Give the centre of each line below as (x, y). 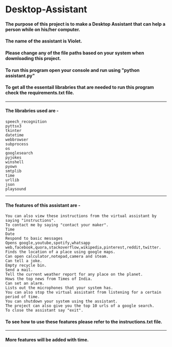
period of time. (23, 297)
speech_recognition (26, 122)
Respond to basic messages (34, 239)
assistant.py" (20, 75)
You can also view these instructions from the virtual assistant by (81, 216)
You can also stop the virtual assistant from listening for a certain (83, 293)
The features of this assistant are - (43, 205)
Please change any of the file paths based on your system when (75, 53)
